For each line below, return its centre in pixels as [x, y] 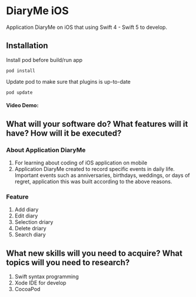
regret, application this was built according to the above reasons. [93, 181]
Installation [27, 46]
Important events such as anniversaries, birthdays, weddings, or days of [102, 176]
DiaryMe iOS [37, 11]
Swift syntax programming [46, 277]
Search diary [30, 235]
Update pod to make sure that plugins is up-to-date [68, 81]
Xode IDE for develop [40, 283]
